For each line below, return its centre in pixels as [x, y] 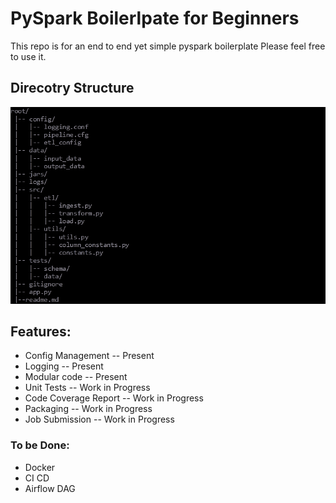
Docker [40, 467]
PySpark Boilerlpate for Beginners [155, 18]
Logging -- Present [64, 366]
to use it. [28, 56]
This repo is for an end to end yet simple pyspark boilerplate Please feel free [168, 46]
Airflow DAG [50, 488]
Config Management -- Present [89, 356]
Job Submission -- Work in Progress [99, 419]
